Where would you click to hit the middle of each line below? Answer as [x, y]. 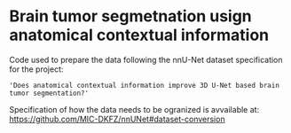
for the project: [36, 69]
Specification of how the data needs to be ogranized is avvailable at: [134, 109]
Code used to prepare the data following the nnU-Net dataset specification [146, 59]
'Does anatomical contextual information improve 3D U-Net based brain [144, 85]
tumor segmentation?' [49, 93]
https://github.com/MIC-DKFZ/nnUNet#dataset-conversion [117, 119]
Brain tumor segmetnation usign [131, 16]
